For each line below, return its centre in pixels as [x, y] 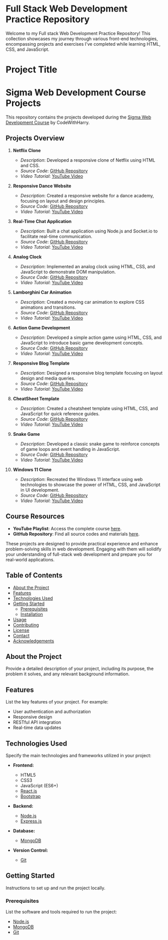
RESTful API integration [37, 722]
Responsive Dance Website [42, 186]
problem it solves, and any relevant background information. [68, 674]
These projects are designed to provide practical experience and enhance [82, 543]
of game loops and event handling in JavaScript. [70, 449]
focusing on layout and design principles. [63, 201]
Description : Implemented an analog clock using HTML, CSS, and [88, 266]
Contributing [26, 625]
